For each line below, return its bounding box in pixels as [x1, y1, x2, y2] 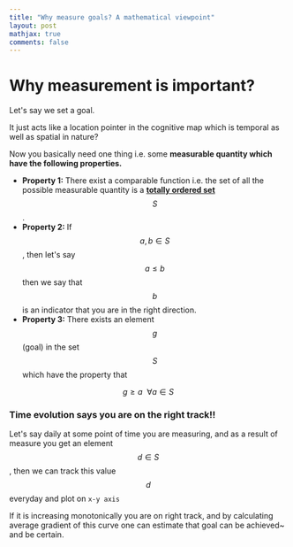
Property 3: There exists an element [21, 314, 154, 325]
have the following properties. [9, 158, 123, 169]
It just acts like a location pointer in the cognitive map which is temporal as [9, 122, 280, 133]
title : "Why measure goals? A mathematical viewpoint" [9, 12, 215, 22]
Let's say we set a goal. [9, 105, 95, 116]
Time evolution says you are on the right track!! [9, 409, 216, 421]
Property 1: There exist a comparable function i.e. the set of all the [21, 175, 265, 186]
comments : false [9, 37, 69, 47]
